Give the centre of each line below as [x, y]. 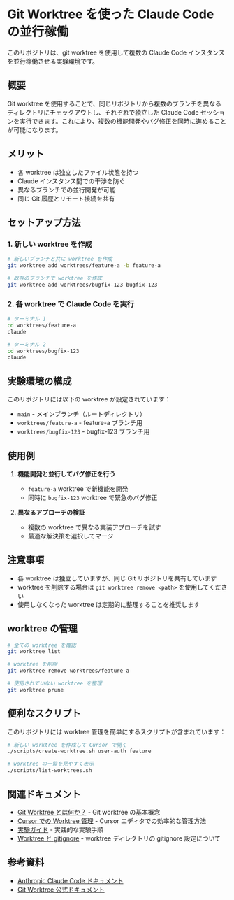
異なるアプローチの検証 [51, 512]
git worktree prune [36, 690]
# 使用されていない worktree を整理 [55, 684]
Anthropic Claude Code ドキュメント [70, 880]
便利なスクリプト [44, 714]
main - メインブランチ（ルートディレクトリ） [82, 414]
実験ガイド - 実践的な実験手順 [60, 829]
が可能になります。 [35, 129]
